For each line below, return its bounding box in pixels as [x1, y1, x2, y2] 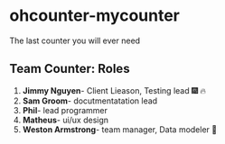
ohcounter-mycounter [9, 5, 181, 26]
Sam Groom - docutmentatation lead [22, 95, 158, 106]
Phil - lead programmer [22, 104, 108, 115]
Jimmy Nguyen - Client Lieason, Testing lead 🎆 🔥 [22, 85, 206, 95]
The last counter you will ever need [9, 35, 141, 46]
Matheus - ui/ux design [22, 114, 109, 125]
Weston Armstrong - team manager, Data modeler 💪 [22, 123, 218, 135]
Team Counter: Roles [9, 61, 130, 76]
